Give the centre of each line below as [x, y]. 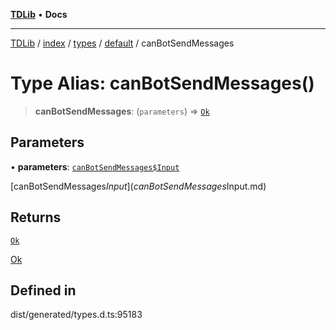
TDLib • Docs [39, 14]
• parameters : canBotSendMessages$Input [95, 166]
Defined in [43, 290]
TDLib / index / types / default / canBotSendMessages [122, 43]
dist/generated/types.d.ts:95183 [76, 315]
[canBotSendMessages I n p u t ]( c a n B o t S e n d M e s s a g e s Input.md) [138, 186]
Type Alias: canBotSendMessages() [162, 83]
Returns [36, 217]
